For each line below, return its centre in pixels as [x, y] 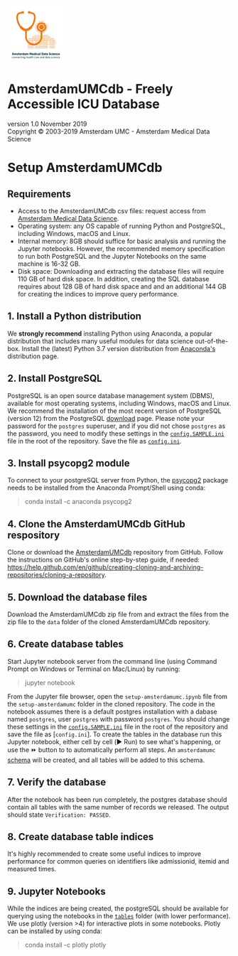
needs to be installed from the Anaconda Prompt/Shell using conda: [107, 488]
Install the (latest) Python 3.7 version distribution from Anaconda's [119, 348]
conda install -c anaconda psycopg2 [79, 502]
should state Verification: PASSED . [59, 815]
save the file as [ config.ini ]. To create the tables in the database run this [115, 734]
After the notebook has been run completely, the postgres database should [117, 799]
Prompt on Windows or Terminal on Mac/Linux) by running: [94, 669]
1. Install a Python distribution [75, 317]
